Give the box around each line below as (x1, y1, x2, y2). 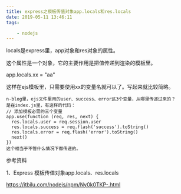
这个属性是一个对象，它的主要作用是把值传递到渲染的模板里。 (6, 59, 156, 66)
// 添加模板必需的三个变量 (6, 109, 63, 115)
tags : (6, 19, 19, 25)
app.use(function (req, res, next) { (6, 114, 99, 120)
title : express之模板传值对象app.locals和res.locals (6, 8, 131, 15)
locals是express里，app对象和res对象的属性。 (6, 47, 119, 54)
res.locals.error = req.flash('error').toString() (11, 129, 139, 135)
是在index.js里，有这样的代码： (6, 102, 76, 109)
